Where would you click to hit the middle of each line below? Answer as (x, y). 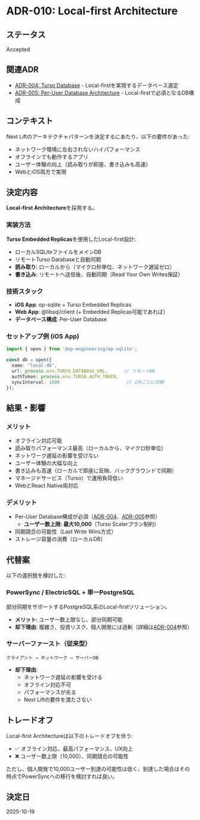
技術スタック (25, 291)
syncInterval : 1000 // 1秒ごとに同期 (88, 382)
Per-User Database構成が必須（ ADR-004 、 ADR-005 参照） (87, 517)
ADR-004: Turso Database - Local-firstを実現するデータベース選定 (97, 85)
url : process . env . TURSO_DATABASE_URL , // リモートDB (83, 371)
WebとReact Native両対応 (47, 486)
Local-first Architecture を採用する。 (52, 208)
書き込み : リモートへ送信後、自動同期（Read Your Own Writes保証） (99, 274)
